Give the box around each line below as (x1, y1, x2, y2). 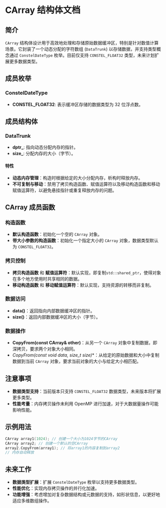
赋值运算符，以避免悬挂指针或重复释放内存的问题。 (12, 187, 117, 193)
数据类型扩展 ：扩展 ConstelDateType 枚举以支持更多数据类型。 (12, 479, 140, 485)
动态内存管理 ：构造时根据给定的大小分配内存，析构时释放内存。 (12, 174, 143, 181)
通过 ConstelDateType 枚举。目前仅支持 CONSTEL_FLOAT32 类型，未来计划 (9, 53, 155, 58)
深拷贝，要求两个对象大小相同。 (12, 346, 78, 352)
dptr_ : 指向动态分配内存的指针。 (12, 144, 78, 150)
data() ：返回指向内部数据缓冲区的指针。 (12, 308, 95, 314)
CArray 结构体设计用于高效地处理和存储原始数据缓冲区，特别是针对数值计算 (5, 40, 159, 46)
